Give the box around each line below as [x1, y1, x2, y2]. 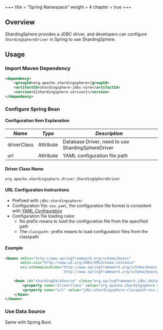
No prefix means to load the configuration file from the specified [19, 219, 148, 224]
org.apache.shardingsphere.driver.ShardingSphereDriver [5, 177, 120, 182]
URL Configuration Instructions [5, 187, 69, 193]
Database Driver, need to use [63, 138, 130, 145]
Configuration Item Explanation [5, 118, 69, 124]
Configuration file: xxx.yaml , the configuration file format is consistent [12, 203, 152, 209]
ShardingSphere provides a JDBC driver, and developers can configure [5, 31, 147, 37]
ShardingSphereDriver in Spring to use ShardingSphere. [5, 36, 116, 42]
